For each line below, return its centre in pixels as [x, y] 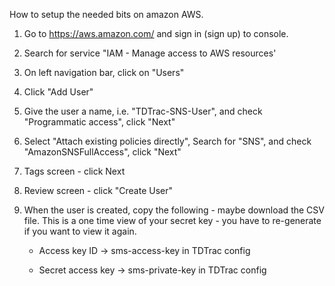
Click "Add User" [58, 92]
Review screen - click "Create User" [98, 190]
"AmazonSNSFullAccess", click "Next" [102, 152]
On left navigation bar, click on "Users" [104, 72]
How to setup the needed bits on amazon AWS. [106, 14]
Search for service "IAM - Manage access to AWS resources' [150, 53]
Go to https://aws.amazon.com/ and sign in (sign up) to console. [156, 33]
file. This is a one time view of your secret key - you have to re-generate [172, 220]
